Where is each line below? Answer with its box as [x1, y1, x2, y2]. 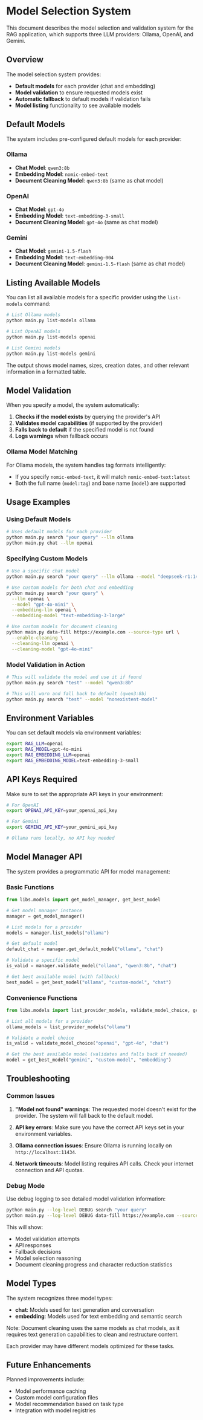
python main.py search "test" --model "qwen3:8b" [6, 679, 134, 686]
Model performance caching [14, 1387, 86, 1395]
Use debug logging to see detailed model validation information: [6, 1195, 166, 1202]
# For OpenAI [6, 802, 39, 808]
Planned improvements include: [6, 1376, 85, 1383]
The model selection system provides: [6, 71, 101, 78]
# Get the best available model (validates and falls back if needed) [6, 1051, 188, 1057]
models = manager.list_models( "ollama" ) [6, 930, 110, 936]
